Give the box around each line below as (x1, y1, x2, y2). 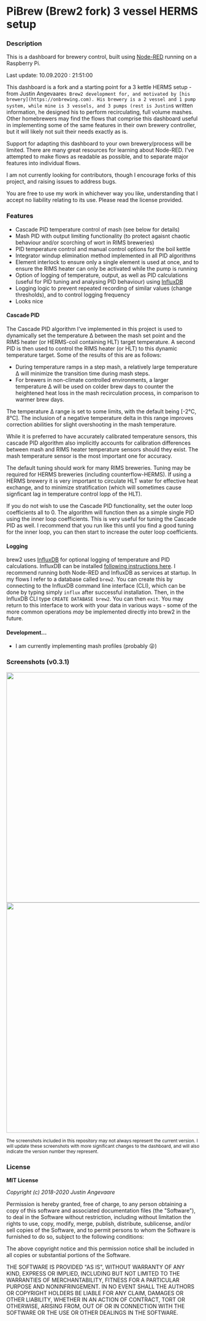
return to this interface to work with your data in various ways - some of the (6, 602, 197, 609)
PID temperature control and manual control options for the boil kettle (15, 245, 191, 252)
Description (6, 39, 42, 48)
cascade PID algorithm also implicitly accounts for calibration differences (6, 439, 191, 446)
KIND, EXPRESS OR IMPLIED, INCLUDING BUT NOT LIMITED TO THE (6, 1269, 180, 1277)
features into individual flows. (6, 160, 81, 167)
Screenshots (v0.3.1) (6, 658, 69, 666)
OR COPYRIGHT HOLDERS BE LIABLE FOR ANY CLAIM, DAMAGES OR (6, 1289, 184, 1296)
